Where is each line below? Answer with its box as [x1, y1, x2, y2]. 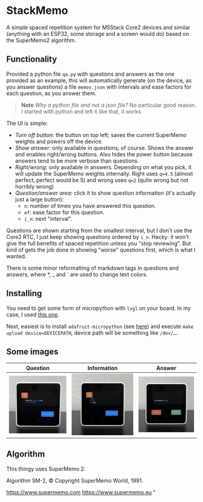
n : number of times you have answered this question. [24, 202, 156, 209]
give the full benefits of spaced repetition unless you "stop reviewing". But [6, 239, 192, 247]
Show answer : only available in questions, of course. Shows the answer [14, 144, 194, 152]
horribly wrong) [14, 182, 54, 190]
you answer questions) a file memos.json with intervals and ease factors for [6, 83, 192, 90]
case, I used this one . [6, 310, 60, 318]
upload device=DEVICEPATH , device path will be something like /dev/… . [6, 329, 178, 336]
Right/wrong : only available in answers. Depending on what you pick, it [14, 163, 192, 170]
